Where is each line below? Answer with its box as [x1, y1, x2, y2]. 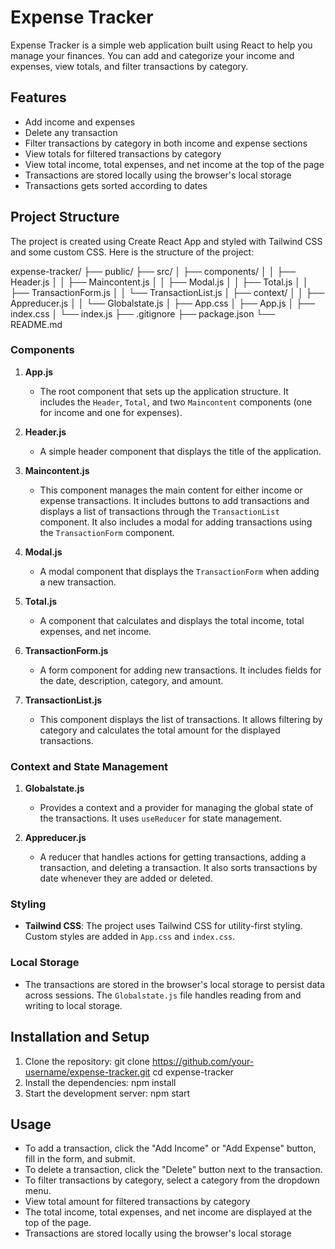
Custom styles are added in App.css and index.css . [24, 931, 236, 943]
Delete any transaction [24, 126, 118, 138]
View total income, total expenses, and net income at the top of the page [24, 158, 325, 170]
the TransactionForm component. [39, 526, 175, 538]
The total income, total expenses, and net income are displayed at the [24, 1206, 313, 1218]
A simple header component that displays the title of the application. [39, 445, 322, 457]
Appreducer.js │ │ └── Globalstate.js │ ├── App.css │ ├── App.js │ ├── [10, 297, 315, 309]
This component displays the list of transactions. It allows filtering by [39, 713, 323, 725]
